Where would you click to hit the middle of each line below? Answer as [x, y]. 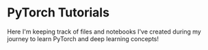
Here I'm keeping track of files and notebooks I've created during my [104, 32]
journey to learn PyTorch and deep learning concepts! [83, 38]
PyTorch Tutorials [58, 13]
